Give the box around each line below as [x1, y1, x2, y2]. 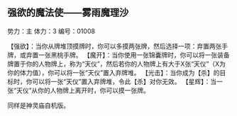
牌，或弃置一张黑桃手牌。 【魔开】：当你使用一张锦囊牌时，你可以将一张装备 [7, 50, 230, 59]
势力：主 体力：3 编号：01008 [7, 27, 96, 35]
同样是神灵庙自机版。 [7, 101, 70, 110]
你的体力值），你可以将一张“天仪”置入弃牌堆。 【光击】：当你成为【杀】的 [7, 68, 220, 76]
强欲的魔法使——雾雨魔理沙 [7, 6, 129, 19]
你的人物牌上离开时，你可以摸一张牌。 [38, 86, 150, 94]
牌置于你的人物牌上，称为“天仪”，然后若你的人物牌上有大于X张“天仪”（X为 [7, 59, 226, 68]
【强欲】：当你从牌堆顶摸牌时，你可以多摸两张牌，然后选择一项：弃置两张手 [7, 42, 228, 50]
